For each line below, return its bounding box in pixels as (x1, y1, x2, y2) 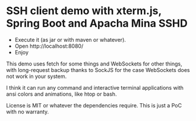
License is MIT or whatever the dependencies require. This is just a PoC (6, 102, 182, 109)
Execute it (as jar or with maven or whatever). (14, 36, 127, 43)
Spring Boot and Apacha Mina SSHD (6, 17, 188, 30)
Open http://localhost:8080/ (14, 42, 84, 50)
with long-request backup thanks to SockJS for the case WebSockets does (6, 66, 190, 73)
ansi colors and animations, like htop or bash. (6, 90, 117, 97)
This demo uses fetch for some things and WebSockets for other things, (6, 60, 182, 67)
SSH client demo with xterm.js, (6, 4, 162, 18)
